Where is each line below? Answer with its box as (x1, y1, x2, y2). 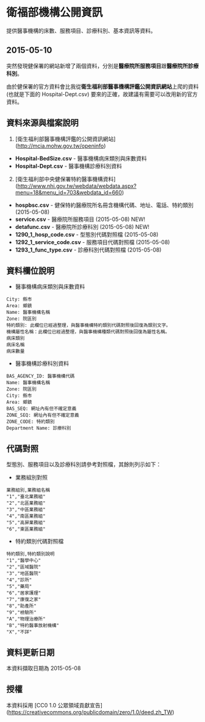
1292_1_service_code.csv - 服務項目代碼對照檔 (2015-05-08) (15, 238, 170, 245)
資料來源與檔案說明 (6, 117, 79, 128)
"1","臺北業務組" (6, 494, 46, 500)
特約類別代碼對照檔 (15, 538, 64, 545)
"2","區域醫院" (6, 564, 41, 570)
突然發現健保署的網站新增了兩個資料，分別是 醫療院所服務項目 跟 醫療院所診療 (6, 62, 199, 69)
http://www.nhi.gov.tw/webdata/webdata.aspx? (17, 182, 137, 190)
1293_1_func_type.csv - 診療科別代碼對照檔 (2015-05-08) (15, 246, 162, 253)
